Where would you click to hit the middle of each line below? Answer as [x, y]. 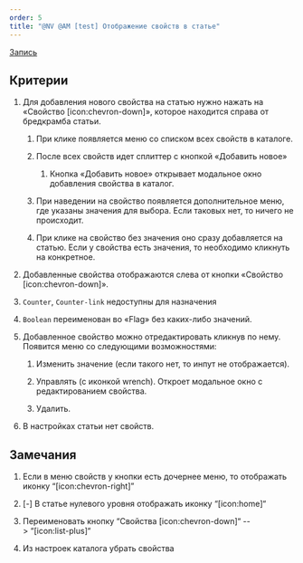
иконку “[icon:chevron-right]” [78, 486]
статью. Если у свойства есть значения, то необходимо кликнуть [163, 248]
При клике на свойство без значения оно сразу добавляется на [159, 238]
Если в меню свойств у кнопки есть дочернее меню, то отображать [155, 477]
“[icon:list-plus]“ [61, 531]
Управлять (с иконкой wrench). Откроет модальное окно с [149, 382]
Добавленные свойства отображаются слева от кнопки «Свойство [152, 275]
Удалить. [53, 409]
